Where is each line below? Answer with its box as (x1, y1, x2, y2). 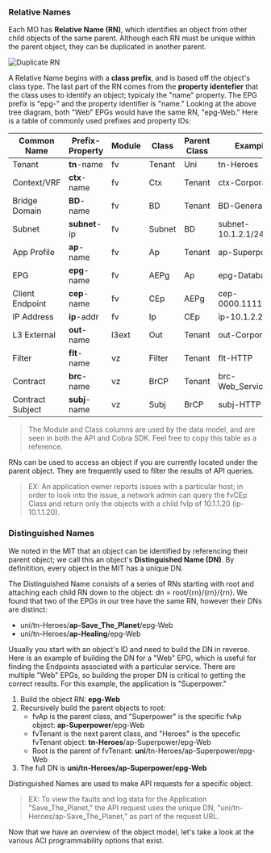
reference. (27, 442, 63, 452)
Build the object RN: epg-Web (19, 694, 121, 704)
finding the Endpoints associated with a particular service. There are (8, 661, 236, 671)
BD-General (217, 200, 265, 211)
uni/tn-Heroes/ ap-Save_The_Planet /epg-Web (19, 620, 173, 629)
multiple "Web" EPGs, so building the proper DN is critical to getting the (8, 670, 246, 679)
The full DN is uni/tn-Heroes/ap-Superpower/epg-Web (19, 763, 207, 772)
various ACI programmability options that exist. (8, 835, 165, 845)
